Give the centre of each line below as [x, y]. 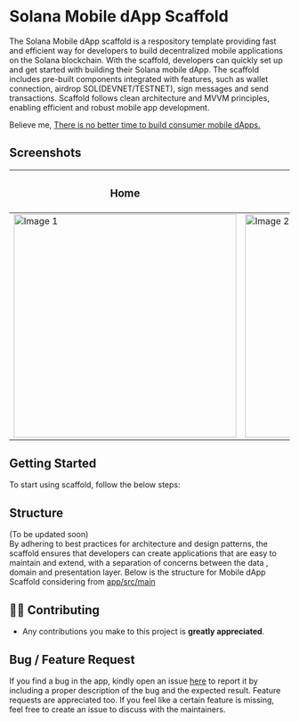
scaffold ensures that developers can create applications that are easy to [143, 553]
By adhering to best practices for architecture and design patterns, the [139, 544]
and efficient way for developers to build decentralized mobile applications [146, 50]
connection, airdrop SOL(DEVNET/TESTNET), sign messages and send [139, 88]
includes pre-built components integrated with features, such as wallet [139, 79]
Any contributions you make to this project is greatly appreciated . [143, 632]
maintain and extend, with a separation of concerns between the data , [139, 563]
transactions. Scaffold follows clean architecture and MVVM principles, [139, 98]
